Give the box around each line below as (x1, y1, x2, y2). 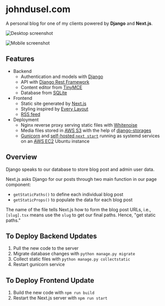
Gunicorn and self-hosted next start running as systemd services (20, 133, 160, 139)
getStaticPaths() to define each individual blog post (13, 191, 123, 197)
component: (6, 181, 31, 187)
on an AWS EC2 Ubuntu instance (20, 138, 90, 144)
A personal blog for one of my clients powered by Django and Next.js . (6, 20, 153, 26)
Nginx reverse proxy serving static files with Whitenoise (20, 122, 138, 128)
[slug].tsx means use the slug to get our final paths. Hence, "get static (6, 212, 156, 218)
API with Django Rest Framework (20, 79, 89, 85)
